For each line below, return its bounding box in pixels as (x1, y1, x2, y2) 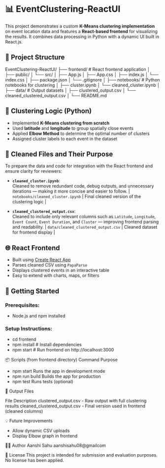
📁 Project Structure (5, 53, 65, 62)
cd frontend (12, 336, 36, 343)
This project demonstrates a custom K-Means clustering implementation (5, 23, 155, 29)
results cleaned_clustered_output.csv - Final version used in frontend (5, 403, 146, 409)
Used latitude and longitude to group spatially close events (12, 125, 134, 131)
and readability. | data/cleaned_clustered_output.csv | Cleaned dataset (12, 224, 158, 230)
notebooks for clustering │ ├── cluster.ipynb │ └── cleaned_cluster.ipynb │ (5, 82, 160, 88)
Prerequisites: (5, 302, 40, 309)
